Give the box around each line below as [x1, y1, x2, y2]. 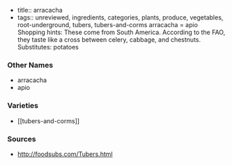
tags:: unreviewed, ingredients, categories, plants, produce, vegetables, [17, 13, 224, 22]
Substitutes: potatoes [17, 43, 79, 51]
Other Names [7, 60, 54, 70]
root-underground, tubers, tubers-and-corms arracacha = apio [17, 21, 199, 29]
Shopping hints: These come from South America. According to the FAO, [17, 28, 226, 36]
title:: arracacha [17, 6, 63, 14]
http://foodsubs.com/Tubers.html [17, 150, 113, 158]
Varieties [7, 101, 38, 111]
